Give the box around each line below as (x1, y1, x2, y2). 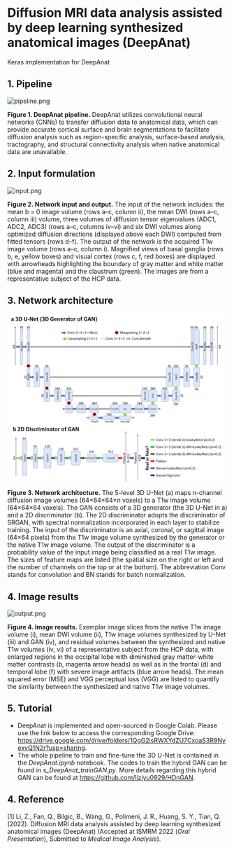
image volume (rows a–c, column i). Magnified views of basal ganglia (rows (7, 244, 224, 253)
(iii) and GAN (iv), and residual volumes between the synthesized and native (7, 638, 226, 646)
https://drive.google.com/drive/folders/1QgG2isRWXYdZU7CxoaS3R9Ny (17, 736, 226, 744)
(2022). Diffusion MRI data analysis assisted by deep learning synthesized (7, 819, 221, 828)
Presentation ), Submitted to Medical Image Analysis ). (7, 835, 161, 843)
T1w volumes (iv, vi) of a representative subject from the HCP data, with (7, 646, 214, 654)
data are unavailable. (7, 147, 68, 155)
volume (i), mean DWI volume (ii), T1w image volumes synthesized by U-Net (7, 630, 226, 639)
